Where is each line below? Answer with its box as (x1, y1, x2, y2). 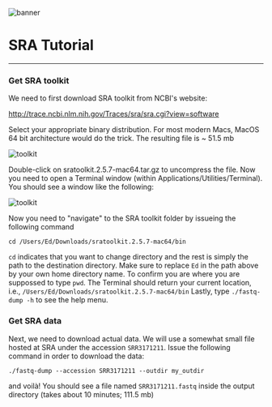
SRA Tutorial (8, 36, 95, 54)
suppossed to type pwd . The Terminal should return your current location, (8, 278, 253, 288)
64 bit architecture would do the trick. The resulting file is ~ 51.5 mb (8, 134, 235, 144)
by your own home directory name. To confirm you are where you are (8, 269, 240, 279)
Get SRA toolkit (8, 75, 70, 86)
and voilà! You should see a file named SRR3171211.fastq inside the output (8, 381, 255, 391)
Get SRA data (8, 315, 62, 327)
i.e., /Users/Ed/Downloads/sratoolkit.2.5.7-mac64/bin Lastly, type (8, 286, 230, 296)
